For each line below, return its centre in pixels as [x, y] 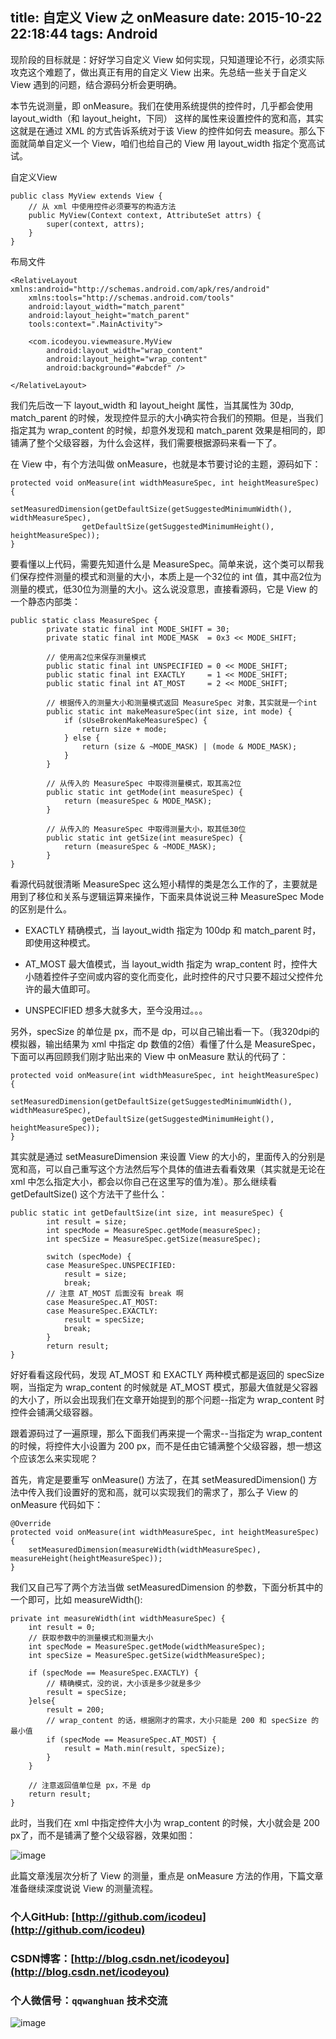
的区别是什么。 [41, 909]
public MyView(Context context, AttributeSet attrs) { [145, 215]
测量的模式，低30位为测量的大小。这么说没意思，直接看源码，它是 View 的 [164, 589]
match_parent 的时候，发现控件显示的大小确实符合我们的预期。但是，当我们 [167, 417]
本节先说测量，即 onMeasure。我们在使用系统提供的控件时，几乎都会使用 [162, 105]
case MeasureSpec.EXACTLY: [102, 1311]
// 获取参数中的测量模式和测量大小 [91, 1638]
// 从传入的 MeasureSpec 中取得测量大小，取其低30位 [146, 829]
